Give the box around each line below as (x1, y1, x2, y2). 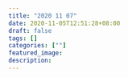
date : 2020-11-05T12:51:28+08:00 (8, 19, 121, 27)
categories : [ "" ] (8, 42, 67, 50)
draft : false (8, 26, 52, 34)
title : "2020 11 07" (8, 11, 78, 20)
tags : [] (8, 34, 38, 43)
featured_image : (8, 49, 63, 57)
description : (8, 57, 52, 65)
